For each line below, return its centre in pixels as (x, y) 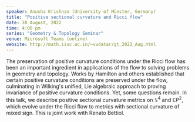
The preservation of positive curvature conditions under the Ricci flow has (96, 61)
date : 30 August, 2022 (34, 22)
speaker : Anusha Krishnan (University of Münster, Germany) (81, 11)
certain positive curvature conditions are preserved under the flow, (87, 80)
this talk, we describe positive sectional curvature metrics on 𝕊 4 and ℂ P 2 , (95, 99)
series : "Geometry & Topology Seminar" (55, 34)
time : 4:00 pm (23, 28)
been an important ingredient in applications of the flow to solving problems (98, 67)
